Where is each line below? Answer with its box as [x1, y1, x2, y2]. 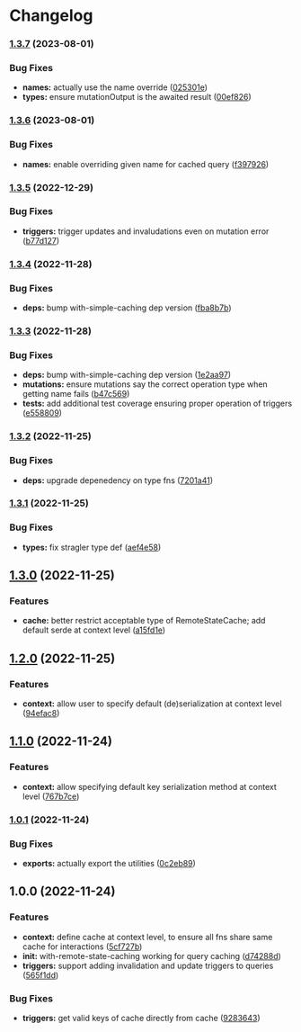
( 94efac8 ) [22, 708, 60, 719]
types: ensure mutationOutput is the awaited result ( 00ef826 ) [22, 92, 252, 103]
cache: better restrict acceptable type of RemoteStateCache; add [22, 615, 266, 626]
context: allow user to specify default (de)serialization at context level [22, 698, 282, 709]
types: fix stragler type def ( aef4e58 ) [22, 542, 162, 552]
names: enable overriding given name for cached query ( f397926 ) [22, 158, 270, 169]
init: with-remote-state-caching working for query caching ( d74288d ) [22, 950, 281, 961]
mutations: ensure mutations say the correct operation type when [22, 379, 268, 390]
